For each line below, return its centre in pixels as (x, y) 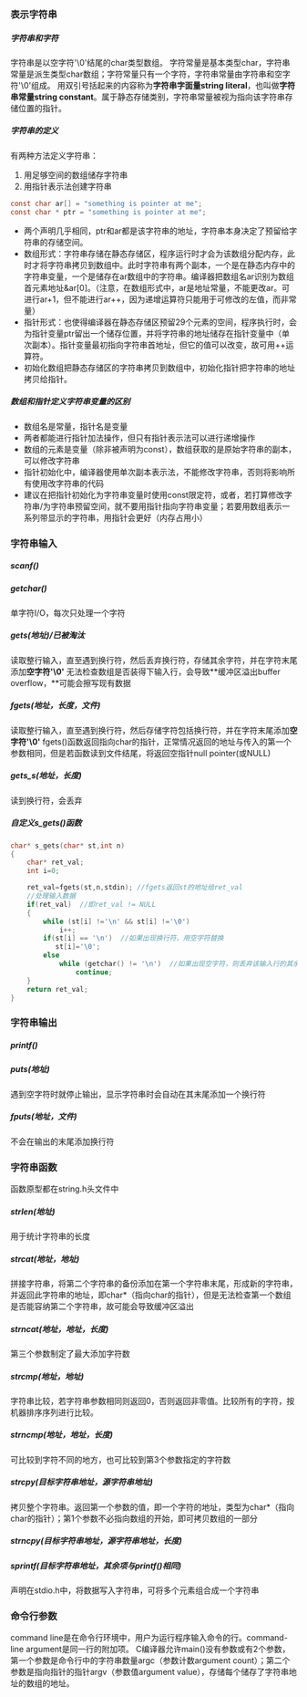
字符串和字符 (34, 37)
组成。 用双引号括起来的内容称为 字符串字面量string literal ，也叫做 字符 (163, 85)
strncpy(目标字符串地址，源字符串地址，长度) (97, 1541)
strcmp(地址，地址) (47, 1376)
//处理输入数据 (51, 896)
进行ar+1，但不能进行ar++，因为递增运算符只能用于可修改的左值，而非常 (160, 299)
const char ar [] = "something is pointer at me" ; (107, 203)
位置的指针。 (42, 108)
